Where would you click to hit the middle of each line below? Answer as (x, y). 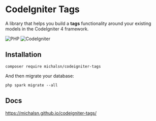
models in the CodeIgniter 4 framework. (47, 28)
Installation (23, 55)
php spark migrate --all (32, 85)
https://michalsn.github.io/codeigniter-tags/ (51, 113)
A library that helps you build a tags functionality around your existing (78, 23)
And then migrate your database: (40, 76)
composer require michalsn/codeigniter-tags (53, 66)
